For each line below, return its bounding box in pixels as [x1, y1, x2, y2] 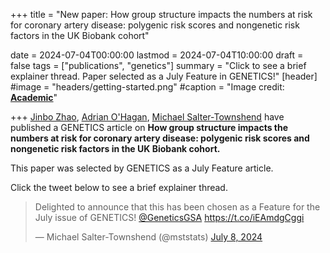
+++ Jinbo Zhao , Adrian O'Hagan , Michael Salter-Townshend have [10, 111, 285, 123]
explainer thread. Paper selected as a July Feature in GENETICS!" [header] [10, 70, 318, 82]
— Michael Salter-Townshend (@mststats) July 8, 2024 [34, 231, 263, 243]
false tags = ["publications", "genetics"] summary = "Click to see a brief [10, 60, 307, 71]
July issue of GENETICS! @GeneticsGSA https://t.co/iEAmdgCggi [34, 212, 305, 223]
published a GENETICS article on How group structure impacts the [10, 122, 289, 133]
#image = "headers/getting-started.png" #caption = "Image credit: [10, 81, 285, 93]
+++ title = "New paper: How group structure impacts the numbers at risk [10, 9, 313, 20]
